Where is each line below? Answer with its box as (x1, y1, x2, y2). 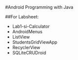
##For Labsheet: (5, 14, 39, 19)
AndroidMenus (12, 29, 43, 34)
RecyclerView (12, 45, 40, 50)
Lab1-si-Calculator (12, 23, 50, 29)
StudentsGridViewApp (12, 39, 58, 45)
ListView (12, 34, 30, 40)
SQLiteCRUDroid (12, 50, 46, 56)
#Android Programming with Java (5, 4, 74, 10)
